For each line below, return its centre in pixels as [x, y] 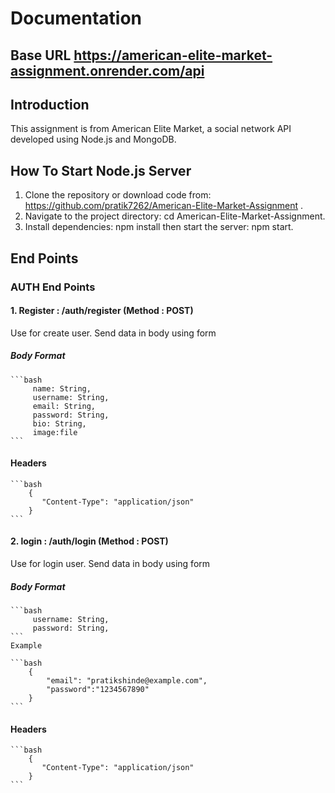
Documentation [76, 18]
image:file [55, 432]
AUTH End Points [53, 287]
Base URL [41, 55]
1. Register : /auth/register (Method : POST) [102, 311]
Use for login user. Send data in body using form [110, 564]
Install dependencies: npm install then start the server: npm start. [159, 227]
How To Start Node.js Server [101, 170]
